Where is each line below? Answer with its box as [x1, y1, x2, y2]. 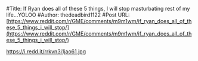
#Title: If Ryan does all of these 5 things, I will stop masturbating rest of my [6, 5, 190, 12]
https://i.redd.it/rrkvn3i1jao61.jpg [6, 48, 86, 55]
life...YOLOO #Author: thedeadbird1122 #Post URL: [6, 11, 130, 18]
